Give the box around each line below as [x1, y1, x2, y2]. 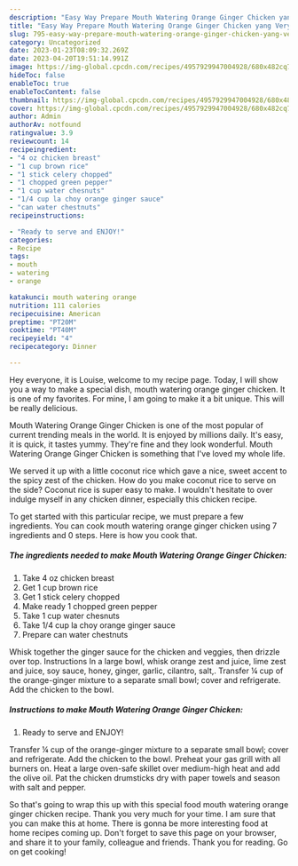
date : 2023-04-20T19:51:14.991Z [9, 54, 129, 63]
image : [9, 63, 34, 72]
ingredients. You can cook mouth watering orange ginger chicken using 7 [9, 520, 278, 531]
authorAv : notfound [9, 121, 82, 130]
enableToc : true [9, 79, 69, 88]
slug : [9, 29, 29, 38]
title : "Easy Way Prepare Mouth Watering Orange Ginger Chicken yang [9, 21, 272, 30]
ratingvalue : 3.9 [9, 129, 74, 138]
